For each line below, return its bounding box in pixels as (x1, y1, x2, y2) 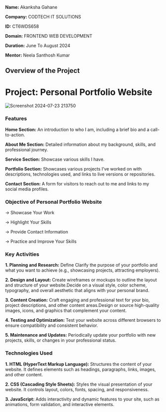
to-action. (5, 131, 25, 138)
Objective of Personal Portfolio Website (5, 198, 103, 205)
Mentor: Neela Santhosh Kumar (5, 52, 70, 58)
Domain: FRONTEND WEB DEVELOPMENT (5, 33, 93, 39)
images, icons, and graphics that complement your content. (5, 307, 127, 314)
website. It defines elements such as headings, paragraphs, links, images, (5, 366, 156, 372)
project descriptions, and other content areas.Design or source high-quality (5, 302, 160, 308)
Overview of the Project (5, 66, 80, 75)
